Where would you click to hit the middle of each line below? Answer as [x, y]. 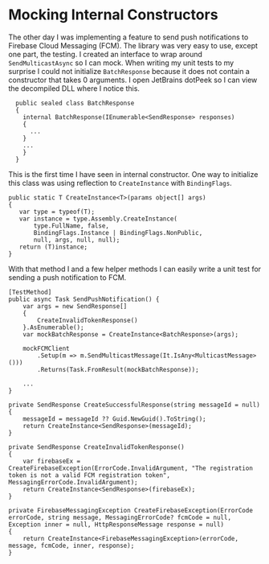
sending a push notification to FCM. [67, 277]
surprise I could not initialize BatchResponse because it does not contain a [129, 71]
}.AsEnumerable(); [53, 327]
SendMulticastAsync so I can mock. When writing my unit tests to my [121, 63]
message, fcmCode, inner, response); [71, 545]
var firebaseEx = [52, 461]
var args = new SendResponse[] [75, 306]
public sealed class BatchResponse [75, 103]
